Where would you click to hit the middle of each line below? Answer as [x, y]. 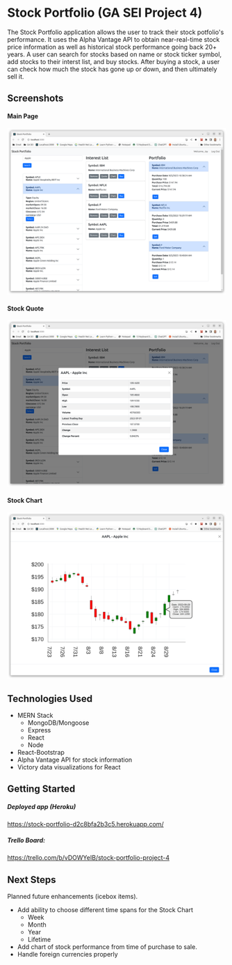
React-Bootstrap [41, 752]
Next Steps [32, 880]
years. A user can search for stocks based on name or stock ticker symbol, [115, 54]
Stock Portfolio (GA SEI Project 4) [105, 13]
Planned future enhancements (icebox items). [73, 897]
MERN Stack [35, 715]
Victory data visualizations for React [69, 767]
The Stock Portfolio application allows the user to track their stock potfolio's [116, 32]
